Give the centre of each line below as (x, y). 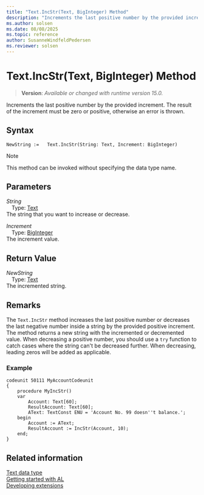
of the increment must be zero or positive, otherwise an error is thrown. (96, 111)
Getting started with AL (35, 479)
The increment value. (33, 239)
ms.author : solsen (29, 23)
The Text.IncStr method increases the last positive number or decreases (98, 320)
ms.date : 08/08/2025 (32, 29)
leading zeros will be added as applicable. (59, 352)
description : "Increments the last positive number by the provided (95, 18)
